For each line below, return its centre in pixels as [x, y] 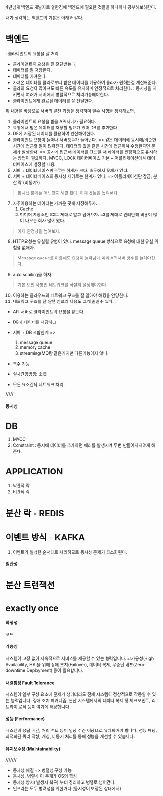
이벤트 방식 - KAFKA [45, 537]
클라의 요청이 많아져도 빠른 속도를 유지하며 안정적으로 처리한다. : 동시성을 [82, 88]
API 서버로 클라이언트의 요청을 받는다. [48, 311]
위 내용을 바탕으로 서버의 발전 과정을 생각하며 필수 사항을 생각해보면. [70, 111]
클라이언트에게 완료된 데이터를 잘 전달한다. [53, 100]
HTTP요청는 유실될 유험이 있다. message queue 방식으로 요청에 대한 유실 [83, 241]
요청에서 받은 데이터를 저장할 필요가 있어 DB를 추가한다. [65, 127]
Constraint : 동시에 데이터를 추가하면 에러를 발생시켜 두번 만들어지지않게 [81, 445]
